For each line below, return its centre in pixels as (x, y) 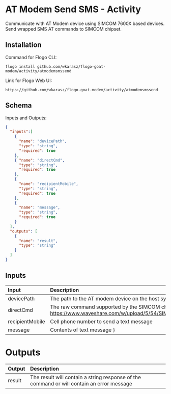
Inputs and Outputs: (26, 118)
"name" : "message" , (39, 207)
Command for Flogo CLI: (31, 57)
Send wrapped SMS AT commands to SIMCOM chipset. (64, 29)
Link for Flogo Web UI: (29, 81)
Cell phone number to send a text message (101, 321)
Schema (19, 106)
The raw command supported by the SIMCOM (105, 307)
